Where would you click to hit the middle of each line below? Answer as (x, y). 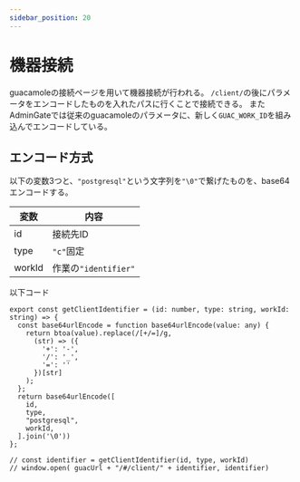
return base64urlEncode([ (67, 397)
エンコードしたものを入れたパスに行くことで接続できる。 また (149, 103)
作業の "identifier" (94, 268)
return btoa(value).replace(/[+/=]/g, (99, 333)
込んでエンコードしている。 (61, 126)
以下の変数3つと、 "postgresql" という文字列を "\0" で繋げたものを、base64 (150, 181)
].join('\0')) (44, 437)
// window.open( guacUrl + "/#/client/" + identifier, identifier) (140, 468)
